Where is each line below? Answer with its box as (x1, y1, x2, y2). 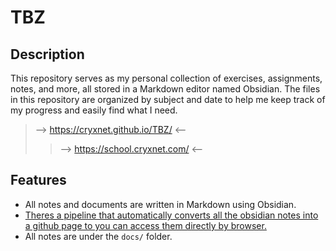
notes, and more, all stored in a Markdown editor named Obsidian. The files (10, 83, 321, 95)
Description (10, 46, 85, 63)
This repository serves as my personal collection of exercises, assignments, (10, 72, 323, 84)
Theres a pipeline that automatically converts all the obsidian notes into (24, 209, 319, 221)
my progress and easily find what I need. (10, 104, 178, 116)
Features (10, 172, 67, 189)
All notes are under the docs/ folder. (24, 230, 173, 242)
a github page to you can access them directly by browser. (24, 219, 267, 231)
